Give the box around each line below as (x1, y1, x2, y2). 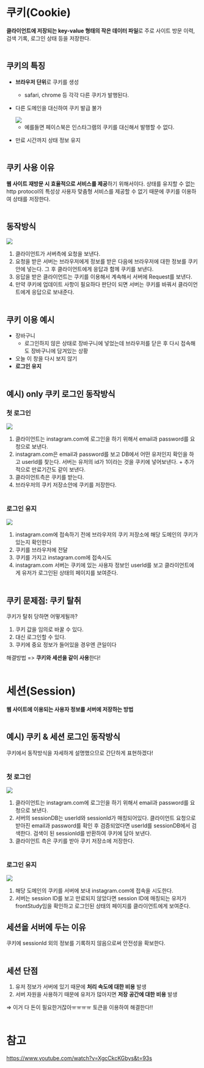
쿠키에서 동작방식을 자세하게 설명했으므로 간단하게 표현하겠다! (6, 749, 154, 756)
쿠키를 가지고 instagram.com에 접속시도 (15, 554, 112, 561)
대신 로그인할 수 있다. (15, 633, 66, 640)
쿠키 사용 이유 (6, 163, 55, 173)
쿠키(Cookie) (6, 6, 71, 20)
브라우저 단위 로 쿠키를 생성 (15, 78, 79, 86)
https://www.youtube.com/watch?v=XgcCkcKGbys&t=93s (6, 1054, 153, 1062)
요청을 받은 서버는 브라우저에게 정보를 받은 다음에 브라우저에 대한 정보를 (15, 258, 187, 265)
